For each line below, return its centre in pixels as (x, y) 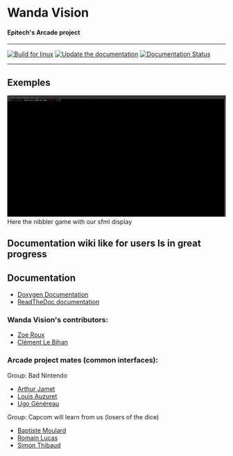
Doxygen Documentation (53, 294)
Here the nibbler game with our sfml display (70, 221)
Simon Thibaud (39, 445)
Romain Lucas (37, 437)
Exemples (29, 82)
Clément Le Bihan (42, 342)
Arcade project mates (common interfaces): (83, 360)
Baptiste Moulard (42, 430)
